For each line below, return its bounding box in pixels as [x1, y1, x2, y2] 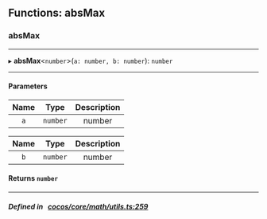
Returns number [8, 174, 58, 183]
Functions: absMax [8, 6, 106, 20]
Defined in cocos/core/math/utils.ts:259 [8, 201, 149, 211]
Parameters [8, 81, 48, 91]
